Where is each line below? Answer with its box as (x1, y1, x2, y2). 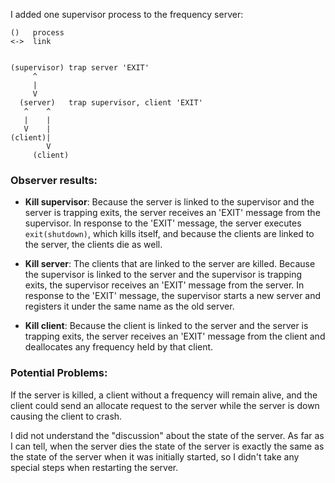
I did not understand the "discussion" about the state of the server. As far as (10, 429, 325, 441)
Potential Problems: (10, 366, 108, 380)
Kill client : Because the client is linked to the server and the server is (24, 320, 309, 332)
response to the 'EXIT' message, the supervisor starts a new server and (24, 290, 322, 302)
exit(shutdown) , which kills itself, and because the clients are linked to (24, 228, 315, 240)
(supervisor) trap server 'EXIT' (10, 63, 150, 73)
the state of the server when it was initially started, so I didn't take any (10, 450, 300, 463)
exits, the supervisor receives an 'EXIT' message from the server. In (24, 279, 305, 291)
